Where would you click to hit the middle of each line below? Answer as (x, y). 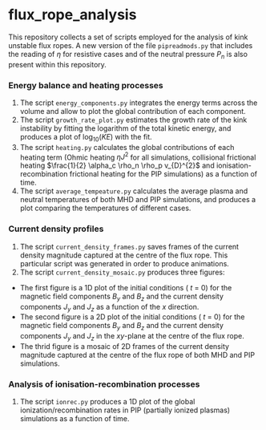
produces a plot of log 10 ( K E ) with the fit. (86, 138)
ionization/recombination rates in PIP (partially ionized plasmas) (125, 410)
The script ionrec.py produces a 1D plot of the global (107, 402)
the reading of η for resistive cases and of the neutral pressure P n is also (128, 55)
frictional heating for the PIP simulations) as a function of (163, 174)
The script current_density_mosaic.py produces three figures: (122, 272)
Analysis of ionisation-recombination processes (104, 384)
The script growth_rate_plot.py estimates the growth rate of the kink (133, 120)
